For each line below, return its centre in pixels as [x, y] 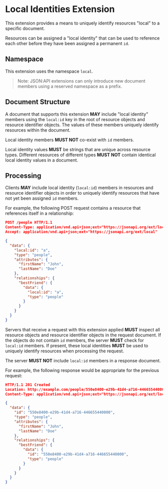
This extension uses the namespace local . [49, 71]
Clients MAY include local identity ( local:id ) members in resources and [79, 188]
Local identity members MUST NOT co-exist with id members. [69, 140]
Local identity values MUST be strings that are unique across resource [78, 149]
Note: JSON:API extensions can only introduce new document [81, 81]
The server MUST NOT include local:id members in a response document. [83, 360]
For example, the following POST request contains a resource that [73, 208]
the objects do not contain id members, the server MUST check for [74, 340]
